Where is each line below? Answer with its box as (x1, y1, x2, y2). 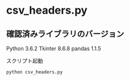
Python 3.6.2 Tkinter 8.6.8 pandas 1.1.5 (6, 45, 101, 52)
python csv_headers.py (6, 69, 63, 75)
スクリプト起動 (6, 57, 43, 64)
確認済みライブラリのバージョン (6, 29, 125, 39)
